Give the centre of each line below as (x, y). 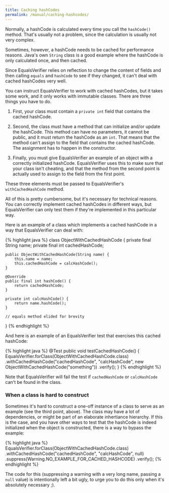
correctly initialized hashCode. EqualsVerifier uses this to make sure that (88, 163)
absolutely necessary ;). (30, 485)
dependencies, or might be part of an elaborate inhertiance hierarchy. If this (84, 417)
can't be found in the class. (34, 382)
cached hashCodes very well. (36, 81)
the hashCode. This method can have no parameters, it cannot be (81, 131)
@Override (16, 277)
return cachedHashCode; (39, 285)
